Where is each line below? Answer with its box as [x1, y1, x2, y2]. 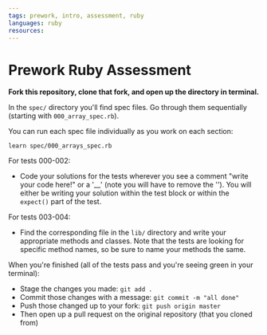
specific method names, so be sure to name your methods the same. [19, 245, 246, 254]
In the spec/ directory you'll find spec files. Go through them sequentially [8, 103, 247, 112]
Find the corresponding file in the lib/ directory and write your [19, 228, 227, 238]
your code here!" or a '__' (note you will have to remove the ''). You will [19, 180, 252, 190]
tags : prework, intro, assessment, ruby [8, 11, 145, 20]
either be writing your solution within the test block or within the [19, 188, 230, 198]
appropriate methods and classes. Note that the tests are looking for [19, 236, 245, 246]
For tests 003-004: [8, 212, 71, 222]
